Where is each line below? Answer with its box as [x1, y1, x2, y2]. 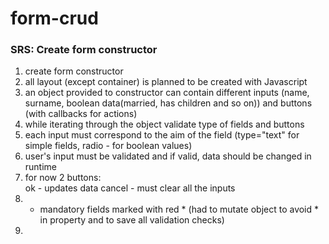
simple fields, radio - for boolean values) [24, 140, 193, 152]
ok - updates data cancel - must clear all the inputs [24, 182, 236, 194]
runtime [24, 161, 58, 173]
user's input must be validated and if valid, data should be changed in [24, 150, 312, 162]
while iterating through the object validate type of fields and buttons [24, 118, 305, 131]
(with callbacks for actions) [24, 108, 138, 120]
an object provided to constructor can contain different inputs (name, [24, 87, 310, 99]
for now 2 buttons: [24, 172, 102, 184]
